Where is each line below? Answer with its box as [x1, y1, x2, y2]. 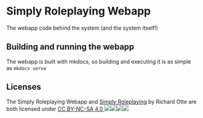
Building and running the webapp [6, 42, 135, 52]
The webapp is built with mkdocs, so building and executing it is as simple [6, 57, 191, 65]
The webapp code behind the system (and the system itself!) [6, 24, 159, 31]
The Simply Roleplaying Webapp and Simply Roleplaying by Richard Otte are [6, 98, 197, 105]
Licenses [6, 82, 41, 92]
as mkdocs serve [6, 64, 47, 71]
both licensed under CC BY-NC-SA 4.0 [6, 105, 103, 113]
